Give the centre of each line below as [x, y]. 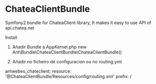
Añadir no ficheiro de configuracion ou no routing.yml [67, 61]
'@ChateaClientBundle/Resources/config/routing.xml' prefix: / [69, 76]
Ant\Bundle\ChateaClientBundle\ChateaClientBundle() [67, 52]
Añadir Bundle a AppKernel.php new [49, 47]
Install [11, 37]
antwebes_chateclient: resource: [38, 71]
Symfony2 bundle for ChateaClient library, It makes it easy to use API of [78, 23]
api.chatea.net [20, 28]
